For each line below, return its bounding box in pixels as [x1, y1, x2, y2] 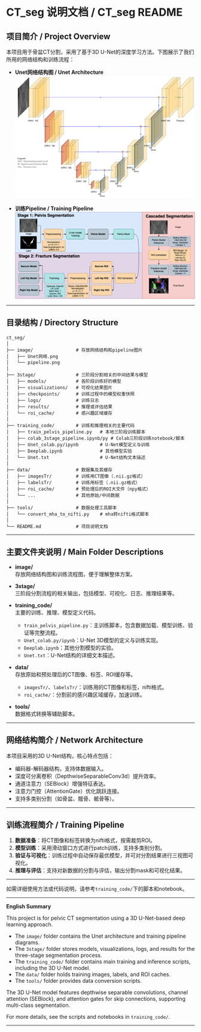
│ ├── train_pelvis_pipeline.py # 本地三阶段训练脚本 [6, 429, 145, 435]
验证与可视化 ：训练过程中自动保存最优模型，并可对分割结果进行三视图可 [14, 852, 193, 859]
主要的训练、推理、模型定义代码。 [14, 609, 99, 616]
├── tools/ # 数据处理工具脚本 [6, 505, 117, 511]
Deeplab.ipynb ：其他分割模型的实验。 [23, 644, 117, 651]
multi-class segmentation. [6, 1001, 71, 1009]
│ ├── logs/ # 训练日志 [6, 397, 100, 403]
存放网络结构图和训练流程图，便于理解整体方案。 [14, 570, 136, 577]
